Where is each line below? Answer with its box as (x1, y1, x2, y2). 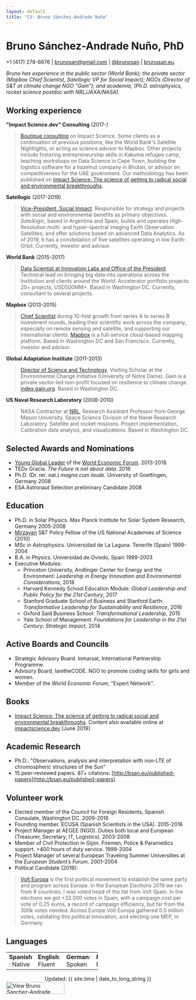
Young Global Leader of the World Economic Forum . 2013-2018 (14, 459, 167, 466)
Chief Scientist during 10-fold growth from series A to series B (20, 313, 170, 320)
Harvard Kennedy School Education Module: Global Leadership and (23, 585, 187, 592)
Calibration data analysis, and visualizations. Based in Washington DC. (20, 426, 190, 434)
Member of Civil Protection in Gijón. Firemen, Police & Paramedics (14, 839, 173, 847)
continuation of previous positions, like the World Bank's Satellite (20, 139, 177, 146)
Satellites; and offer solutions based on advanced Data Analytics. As (20, 230, 185, 237)
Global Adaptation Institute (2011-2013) (6, 355, 103, 362)
